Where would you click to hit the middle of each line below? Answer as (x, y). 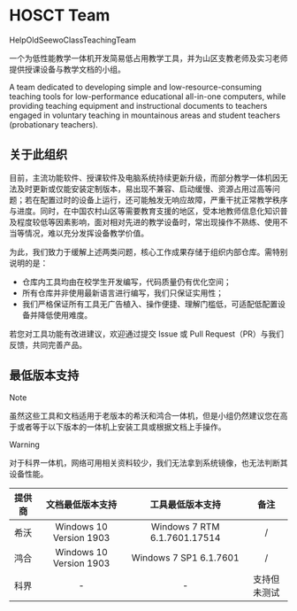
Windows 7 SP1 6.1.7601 (186, 557)
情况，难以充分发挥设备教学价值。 (86, 233)
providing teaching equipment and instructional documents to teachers (138, 105)
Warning (24, 445)
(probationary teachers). (54, 124)
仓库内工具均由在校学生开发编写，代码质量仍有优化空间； (126, 282)
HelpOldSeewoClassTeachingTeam (73, 40)
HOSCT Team (60, 15)
